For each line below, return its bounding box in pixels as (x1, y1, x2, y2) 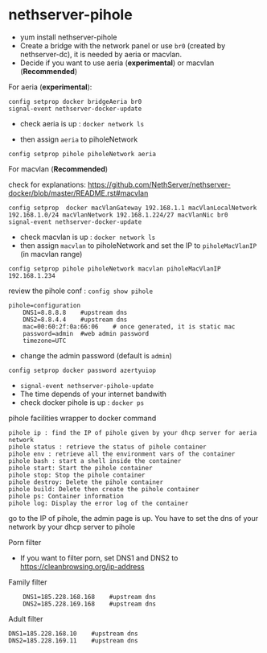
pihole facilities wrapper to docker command (8, 413, 157, 423)
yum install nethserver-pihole (19, 32, 117, 42)
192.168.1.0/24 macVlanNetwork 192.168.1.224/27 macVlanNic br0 (8, 211, 228, 219)
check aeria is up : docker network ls (19, 118, 145, 128)
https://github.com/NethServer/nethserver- (87, 180, 231, 189)
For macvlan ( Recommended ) (8, 163, 109, 174)
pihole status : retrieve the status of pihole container (8, 443, 207, 451)
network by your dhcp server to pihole (8, 522, 135, 531)
